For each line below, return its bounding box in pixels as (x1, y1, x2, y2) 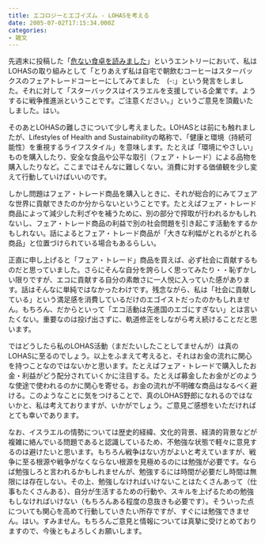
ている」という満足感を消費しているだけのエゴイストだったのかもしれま (8, 294, 244, 305)
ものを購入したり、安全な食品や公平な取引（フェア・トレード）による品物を (8, 152, 258, 162)
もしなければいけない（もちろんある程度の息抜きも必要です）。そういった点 (8, 496, 255, 507)
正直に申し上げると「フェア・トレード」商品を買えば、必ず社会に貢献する (8, 255, 251, 265)
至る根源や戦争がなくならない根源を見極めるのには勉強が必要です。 (21, 457, 244, 467)
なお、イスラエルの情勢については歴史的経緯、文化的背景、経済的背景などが (8, 427, 257, 437)
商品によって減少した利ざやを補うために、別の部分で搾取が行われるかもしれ (8, 209, 257, 218)
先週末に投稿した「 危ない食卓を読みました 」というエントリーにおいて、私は (8, 56, 257, 66)
